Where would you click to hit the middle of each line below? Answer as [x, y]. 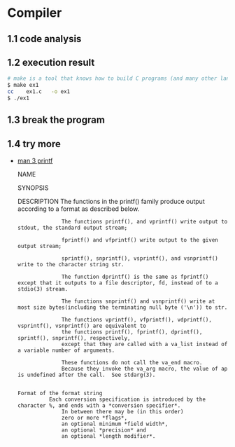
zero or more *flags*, [95, 418]
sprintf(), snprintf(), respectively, [74, 338]
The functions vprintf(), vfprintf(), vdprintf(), [137, 320]
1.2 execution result [51, 62]
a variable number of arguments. [66, 351]
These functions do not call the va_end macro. [132, 363]
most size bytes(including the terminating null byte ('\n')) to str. [122, 308]
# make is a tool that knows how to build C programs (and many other [112, 78]
